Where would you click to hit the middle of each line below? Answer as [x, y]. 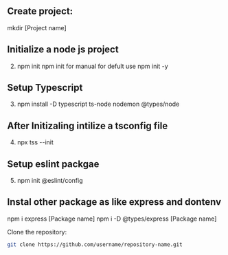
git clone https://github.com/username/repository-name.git [95, 244]
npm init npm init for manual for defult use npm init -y [92, 66]
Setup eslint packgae [53, 164]
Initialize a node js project [63, 50]
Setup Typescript [45, 88]
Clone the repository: [37, 232]
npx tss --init [35, 142]
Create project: [40, 11]
